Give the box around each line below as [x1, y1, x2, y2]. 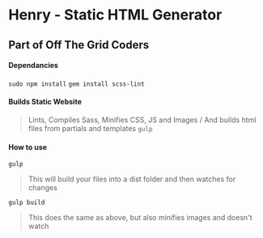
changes [28, 183, 58, 193]
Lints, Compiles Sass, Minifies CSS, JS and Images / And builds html [28, 115, 257, 125]
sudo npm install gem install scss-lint [8, 79, 145, 88]
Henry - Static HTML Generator [8, 6, 223, 24]
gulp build [8, 198, 45, 207]
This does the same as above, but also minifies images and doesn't [28, 213, 252, 223]
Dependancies [8, 61, 59, 70]
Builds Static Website [8, 97, 83, 107]
